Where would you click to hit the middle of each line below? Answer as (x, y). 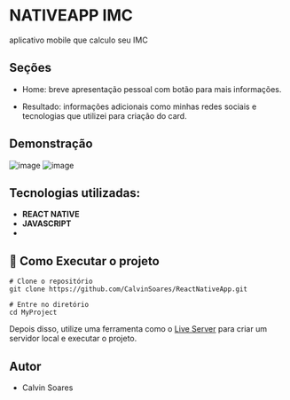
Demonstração (51, 144)
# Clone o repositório (51, 282)
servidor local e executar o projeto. (73, 339)
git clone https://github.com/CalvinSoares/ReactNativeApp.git (129, 289)
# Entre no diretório (49, 305)
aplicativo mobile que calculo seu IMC (78, 40)
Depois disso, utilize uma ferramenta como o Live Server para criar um (138, 329)
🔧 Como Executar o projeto (84, 261)
